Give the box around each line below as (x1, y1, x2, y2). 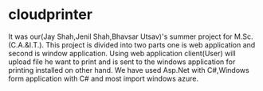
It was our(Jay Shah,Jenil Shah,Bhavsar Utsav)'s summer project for (8, 32, 233, 41)
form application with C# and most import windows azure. (8, 74, 199, 83)
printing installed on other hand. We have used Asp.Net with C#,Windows (8, 65, 249, 74)
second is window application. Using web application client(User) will (8, 48, 237, 58)
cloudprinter (8, 6, 93, 24)
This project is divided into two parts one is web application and (45, 40, 256, 49)
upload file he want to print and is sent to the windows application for (8, 57, 236, 66)
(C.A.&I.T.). (8, 40, 45, 49)
